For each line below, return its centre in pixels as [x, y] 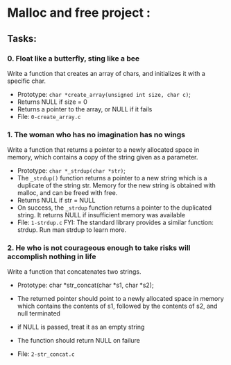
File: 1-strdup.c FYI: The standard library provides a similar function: [115, 223]
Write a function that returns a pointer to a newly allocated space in [103, 150]
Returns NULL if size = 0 [52, 102]
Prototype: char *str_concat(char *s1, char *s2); [85, 285]
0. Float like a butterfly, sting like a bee [74, 59]
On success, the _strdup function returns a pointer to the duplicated [114, 208]
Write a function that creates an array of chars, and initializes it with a [106, 73]
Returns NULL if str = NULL [56, 201]
